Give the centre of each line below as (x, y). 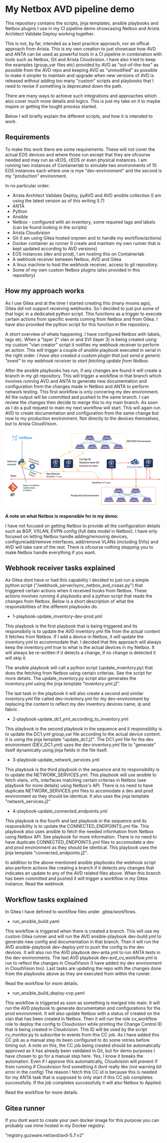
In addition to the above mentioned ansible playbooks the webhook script (81, 862)
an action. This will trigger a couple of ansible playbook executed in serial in (83, 350)
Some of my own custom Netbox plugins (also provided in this (76, 270)
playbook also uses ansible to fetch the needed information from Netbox (80, 832)
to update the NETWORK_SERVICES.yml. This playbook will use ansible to (81, 775)
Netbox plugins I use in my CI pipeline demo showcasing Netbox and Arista (82, 28)
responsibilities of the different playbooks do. (52, 607)
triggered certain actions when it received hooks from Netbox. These (76, 591)
